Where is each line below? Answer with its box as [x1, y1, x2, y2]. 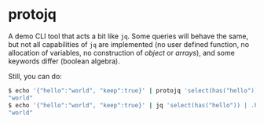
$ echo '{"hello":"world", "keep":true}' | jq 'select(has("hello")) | [8, 101, 247, 109]
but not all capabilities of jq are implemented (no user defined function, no [8, 39, 250, 49]
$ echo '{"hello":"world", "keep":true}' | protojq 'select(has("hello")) [8, 86, 258, 95]
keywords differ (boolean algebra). [8, 56, 120, 66]
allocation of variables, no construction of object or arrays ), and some [8, 48, 236, 57]
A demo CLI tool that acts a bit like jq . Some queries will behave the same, [8, 31, 249, 41]
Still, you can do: [8, 71, 63, 81]
